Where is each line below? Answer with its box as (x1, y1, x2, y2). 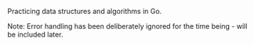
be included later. (7, 30, 63, 39)
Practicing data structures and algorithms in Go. (7, 7, 162, 16)
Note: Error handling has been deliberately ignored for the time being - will (7, 22, 248, 30)
